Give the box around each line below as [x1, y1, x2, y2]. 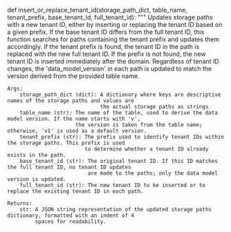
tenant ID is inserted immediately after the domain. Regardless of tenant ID [7, 57, 219, 65]
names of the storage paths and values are [7, 97, 135, 104]
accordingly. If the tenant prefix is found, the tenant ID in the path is [7, 43, 200, 50]
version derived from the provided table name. [7, 72, 140, 80]
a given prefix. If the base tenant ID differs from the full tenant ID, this [7, 28, 205, 36]
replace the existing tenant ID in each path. [7, 188, 144, 195]
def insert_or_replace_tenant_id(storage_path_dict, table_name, [7, 6, 188, 14]
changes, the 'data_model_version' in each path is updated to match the [7, 65, 212, 72]
